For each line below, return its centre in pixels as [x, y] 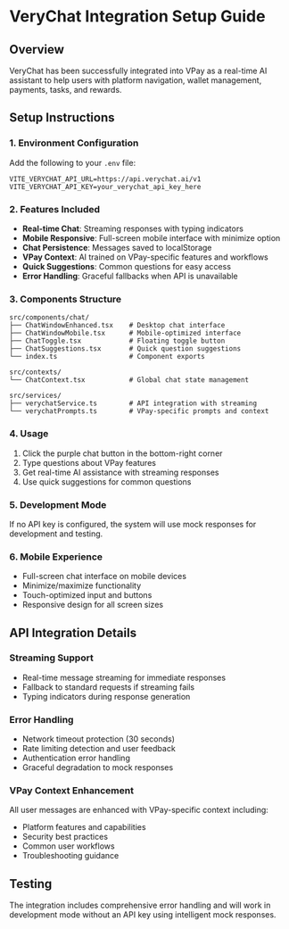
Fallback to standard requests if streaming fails [108, 687]
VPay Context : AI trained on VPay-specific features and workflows [145, 257]
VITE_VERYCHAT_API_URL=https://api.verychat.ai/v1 [105, 179]
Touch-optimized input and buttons [87, 595]
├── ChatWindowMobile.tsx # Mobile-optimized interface [125, 333]
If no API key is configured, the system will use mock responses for [133, 524]
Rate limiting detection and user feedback [99, 749]
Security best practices [65, 837]
